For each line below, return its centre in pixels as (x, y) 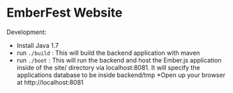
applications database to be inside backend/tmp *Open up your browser (121, 75)
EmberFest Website (65, 13)
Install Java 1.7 (38, 45)
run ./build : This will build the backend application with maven (108, 53)
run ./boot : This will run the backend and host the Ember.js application (119, 60)
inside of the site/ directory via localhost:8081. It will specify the (108, 67)
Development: (27, 32)
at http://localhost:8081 (50, 82)
